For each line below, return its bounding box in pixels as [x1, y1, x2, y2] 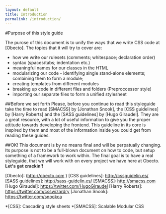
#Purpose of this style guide [5, 30, 63, 36]
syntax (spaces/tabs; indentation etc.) [12, 60, 90, 66]
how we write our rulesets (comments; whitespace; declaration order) [12, 54, 156, 60]
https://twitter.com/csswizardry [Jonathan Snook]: [5, 189, 109, 195]
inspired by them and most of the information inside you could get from [5, 127, 151, 133]
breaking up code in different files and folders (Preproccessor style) [12, 86, 152, 92]
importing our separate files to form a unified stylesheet [12, 91, 127, 97]
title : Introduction [5, 12, 48, 17]
